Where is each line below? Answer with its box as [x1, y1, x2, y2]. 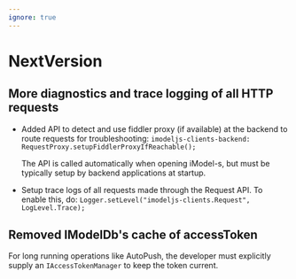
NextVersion [8, 50, 103, 71]
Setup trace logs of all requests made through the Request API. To [20, 184, 263, 195]
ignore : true [8, 12, 57, 22]
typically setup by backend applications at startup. [20, 167, 206, 178]
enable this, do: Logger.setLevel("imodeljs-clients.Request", [20, 194, 251, 205]
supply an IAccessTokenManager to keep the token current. [8, 260, 219, 271]
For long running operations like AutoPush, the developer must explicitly [8, 251, 271, 261]
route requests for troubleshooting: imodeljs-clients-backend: [20, 133, 251, 143]
